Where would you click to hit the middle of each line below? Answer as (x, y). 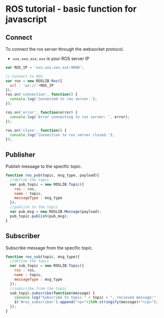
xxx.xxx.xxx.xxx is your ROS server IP (51, 59)
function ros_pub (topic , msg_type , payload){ (52, 175)
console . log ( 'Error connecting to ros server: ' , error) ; (70, 117)
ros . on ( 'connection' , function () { (42, 95)
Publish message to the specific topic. (44, 167)
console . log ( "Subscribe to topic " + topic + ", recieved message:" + (87, 297)
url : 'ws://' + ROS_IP (32, 85)
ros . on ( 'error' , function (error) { (42, 112)
